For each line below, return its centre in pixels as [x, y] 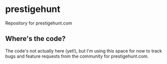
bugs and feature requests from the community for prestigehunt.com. [77, 56]
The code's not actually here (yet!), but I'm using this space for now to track [83, 50]
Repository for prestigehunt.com [39, 23]
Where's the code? [36, 39]
